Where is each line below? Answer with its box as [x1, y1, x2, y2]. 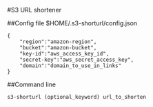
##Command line [7, 80, 57, 88]
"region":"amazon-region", [19, 38, 97, 45]
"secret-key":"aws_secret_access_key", [19, 56, 134, 63]
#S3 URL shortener [7, 6, 62, 14]
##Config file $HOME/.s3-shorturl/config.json [7, 19, 138, 27]
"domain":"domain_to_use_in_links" [19, 62, 122, 69]
